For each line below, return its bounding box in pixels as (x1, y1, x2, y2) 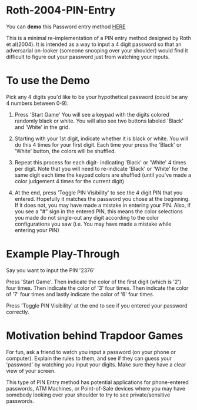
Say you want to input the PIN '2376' (6, 266, 95, 274)
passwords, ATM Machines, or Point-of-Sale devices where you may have (6, 385, 186, 392)
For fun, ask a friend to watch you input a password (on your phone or (6, 348, 176, 355)
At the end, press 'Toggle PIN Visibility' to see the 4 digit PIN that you (14, 189, 183, 196)
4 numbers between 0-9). (6, 100, 69, 107)
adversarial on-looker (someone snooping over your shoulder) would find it (6, 47, 188, 54)
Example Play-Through (6, 247, 120, 261)
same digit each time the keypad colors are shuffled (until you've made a (14, 171, 192, 178)
